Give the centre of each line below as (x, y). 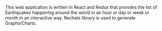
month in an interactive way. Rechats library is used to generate (71, 18)
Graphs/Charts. (21, 23)
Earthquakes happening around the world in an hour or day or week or (77, 12)
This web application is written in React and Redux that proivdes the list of (81, 7)
